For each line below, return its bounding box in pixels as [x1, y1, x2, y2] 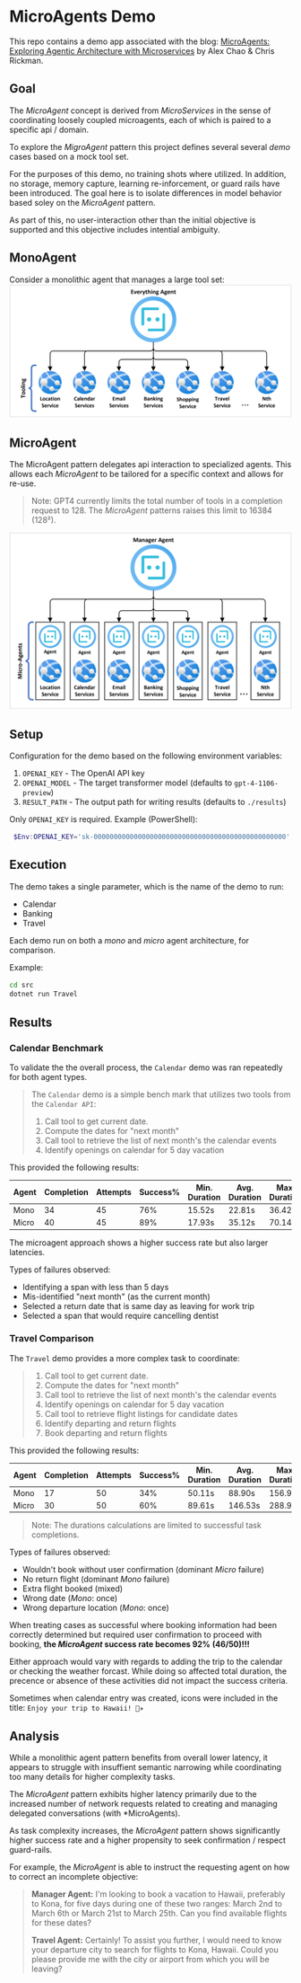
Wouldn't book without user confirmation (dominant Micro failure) [21, 1564, 264, 1575]
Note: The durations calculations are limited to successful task [30, 1520, 262, 1531]
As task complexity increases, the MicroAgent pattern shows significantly [9, 1826, 280, 1837]
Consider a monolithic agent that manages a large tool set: [9, 274, 226, 285]
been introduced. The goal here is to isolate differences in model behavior [9, 187, 282, 199]
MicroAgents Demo [9, 6, 157, 27]
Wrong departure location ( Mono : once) [21, 1602, 170, 1614]
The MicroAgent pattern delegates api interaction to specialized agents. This [9, 459, 292, 470]
